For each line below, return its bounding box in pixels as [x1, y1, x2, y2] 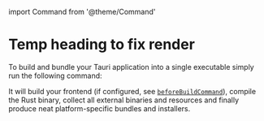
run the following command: [8, 71, 103, 80]
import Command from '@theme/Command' [8, 7, 156, 16]
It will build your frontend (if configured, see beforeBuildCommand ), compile [8, 86, 257, 96]
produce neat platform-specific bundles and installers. [8, 103, 191, 113]
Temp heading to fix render [8, 36, 195, 54]
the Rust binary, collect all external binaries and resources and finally [8, 95, 240, 105]
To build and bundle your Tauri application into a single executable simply [8, 62, 254, 71]
